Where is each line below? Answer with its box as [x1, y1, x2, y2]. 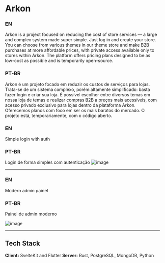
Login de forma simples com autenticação [5, 159, 90, 165]
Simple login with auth [5, 136, 50, 142]
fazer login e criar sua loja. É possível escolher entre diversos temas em [5, 91, 151, 97]
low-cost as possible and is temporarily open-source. [5, 58, 113, 64]
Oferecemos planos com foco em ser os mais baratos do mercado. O [5, 107, 145, 113]
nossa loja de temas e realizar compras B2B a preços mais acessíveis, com [5, 97, 157, 103]
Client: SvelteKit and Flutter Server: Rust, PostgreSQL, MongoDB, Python [5, 252, 154, 258]
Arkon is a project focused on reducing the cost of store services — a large [5, 31, 157, 37]
